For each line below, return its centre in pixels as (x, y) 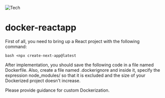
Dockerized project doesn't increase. (43, 80)
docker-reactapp (41, 28)
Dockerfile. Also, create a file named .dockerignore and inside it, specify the (83, 70)
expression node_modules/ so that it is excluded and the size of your (75, 75)
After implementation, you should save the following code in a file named (80, 65)
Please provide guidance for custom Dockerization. (57, 90)
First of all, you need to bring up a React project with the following (72, 41)
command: (16, 47)
